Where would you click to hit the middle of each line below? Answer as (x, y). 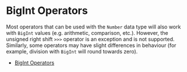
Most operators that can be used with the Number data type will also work (93, 27)
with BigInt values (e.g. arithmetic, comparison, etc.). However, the (87, 33)
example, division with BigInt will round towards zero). (72, 51)
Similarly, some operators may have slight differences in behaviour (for (91, 45)
